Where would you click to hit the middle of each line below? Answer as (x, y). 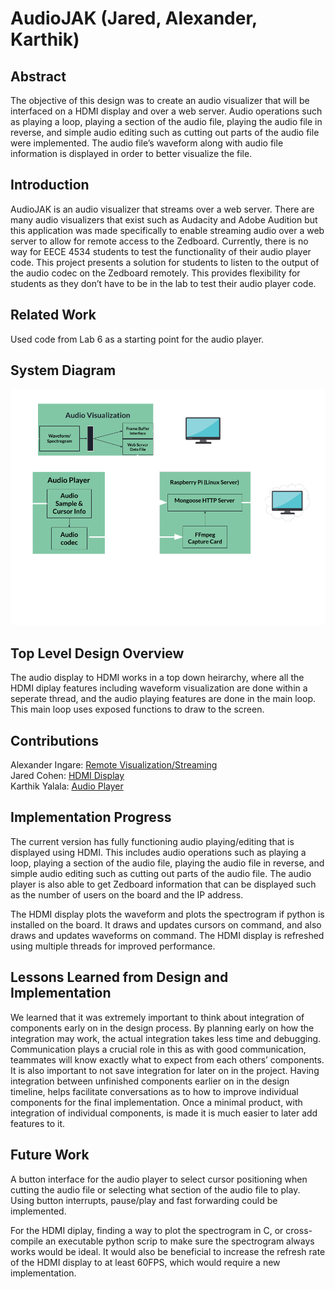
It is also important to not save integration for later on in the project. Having (165, 1070)
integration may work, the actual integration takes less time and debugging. (166, 1038)
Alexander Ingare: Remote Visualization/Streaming (114, 765)
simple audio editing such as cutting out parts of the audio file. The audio (161, 873)
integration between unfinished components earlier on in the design (150, 1081)
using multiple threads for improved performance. (113, 946)
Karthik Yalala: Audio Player (67, 786)
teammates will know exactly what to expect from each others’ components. (167, 1059)
